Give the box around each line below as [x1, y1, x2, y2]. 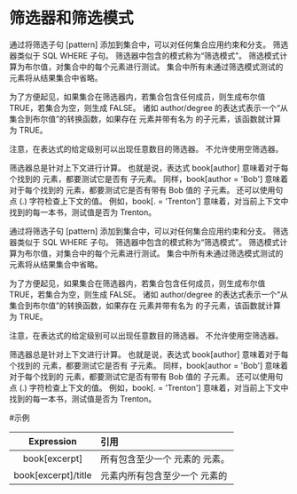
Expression [27, 434, 77, 447]
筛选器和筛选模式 [9, 8, 135, 28]
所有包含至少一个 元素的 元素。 [100, 452, 231, 465]
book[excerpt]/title [13, 468, 92, 481]
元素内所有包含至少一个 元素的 [100, 469, 228, 482]
